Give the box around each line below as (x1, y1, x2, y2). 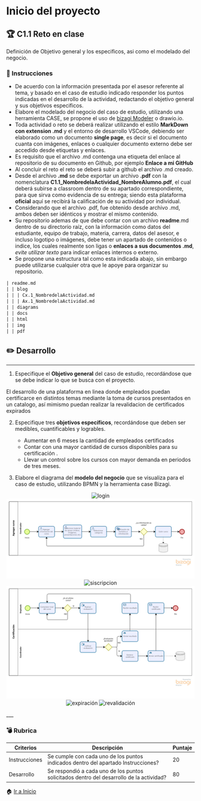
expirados (6, 407, 31, 415)
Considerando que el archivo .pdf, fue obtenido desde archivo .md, (14, 204, 181, 212)
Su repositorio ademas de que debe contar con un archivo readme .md (14, 217, 189, 224)
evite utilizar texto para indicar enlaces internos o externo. (14, 249, 159, 256)
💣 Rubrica (6, 726, 37, 734)
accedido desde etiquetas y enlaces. (14, 147, 106, 154)
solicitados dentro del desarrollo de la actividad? (47, 774, 166, 781)
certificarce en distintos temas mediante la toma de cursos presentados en (6, 395, 191, 402)
